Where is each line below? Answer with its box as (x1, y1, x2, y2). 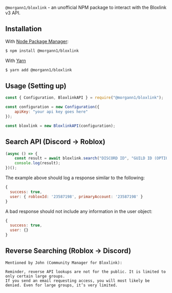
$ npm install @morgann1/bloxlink (5, 48, 79, 53)
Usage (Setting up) (5, 82, 67, 90)
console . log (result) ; (14, 161, 60, 166)
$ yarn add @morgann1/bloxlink (5, 67, 72, 72)
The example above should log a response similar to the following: (5, 174, 145, 181)
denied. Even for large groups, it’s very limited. (5, 282, 118, 288)
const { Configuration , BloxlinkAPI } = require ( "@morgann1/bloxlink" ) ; (5, 95, 164, 101)
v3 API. (5, 10, 20, 16)
